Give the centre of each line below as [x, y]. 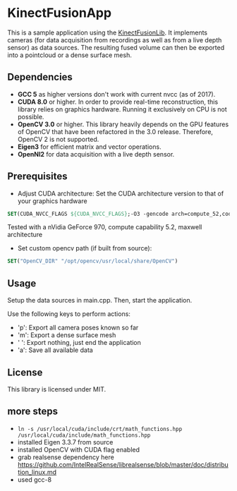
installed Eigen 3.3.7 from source [65, 442]
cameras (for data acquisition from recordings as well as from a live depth [115, 40]
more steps [33, 412]
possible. [31, 116]
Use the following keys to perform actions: [69, 314]
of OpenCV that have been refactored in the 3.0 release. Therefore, [115, 131]
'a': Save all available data [55, 350]
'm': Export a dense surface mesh [67, 335]
